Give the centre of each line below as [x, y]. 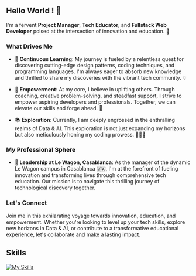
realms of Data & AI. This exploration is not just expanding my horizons [100, 128]
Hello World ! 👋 [34, 11]
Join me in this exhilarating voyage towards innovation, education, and [91, 216]
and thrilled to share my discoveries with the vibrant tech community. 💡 [100, 78]
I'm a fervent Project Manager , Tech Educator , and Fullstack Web [86, 25]
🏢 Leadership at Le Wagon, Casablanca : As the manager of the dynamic [102, 162]
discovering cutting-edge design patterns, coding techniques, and [94, 66]
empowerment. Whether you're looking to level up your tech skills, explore [96, 222]
